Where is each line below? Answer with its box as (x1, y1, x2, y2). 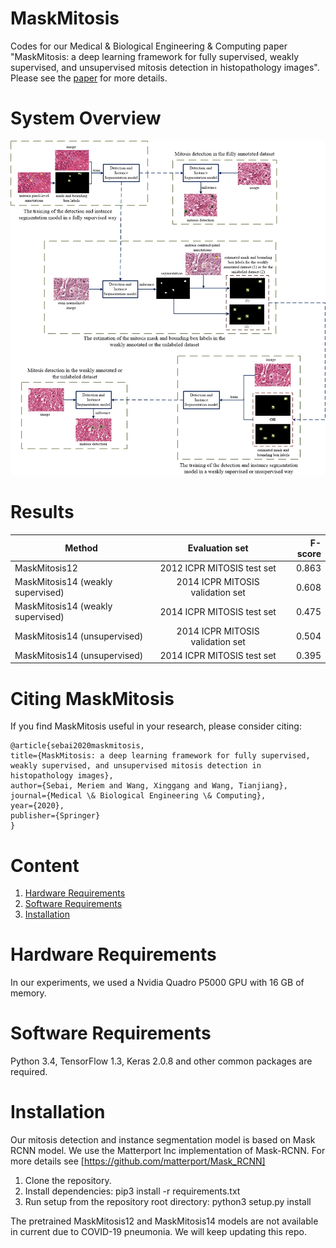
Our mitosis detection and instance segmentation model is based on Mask (10, 1134, 316, 1146)
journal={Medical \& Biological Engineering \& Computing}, (10, 791, 267, 801)
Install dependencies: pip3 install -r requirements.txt (24, 1185, 241, 1197)
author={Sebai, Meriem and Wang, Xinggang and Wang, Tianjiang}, (10, 781, 288, 791)
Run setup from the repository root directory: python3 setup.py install (24, 1196, 312, 1208)
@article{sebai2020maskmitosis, (10, 741, 145, 751)
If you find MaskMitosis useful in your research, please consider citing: (10, 720, 302, 732)
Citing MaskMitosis (10, 687, 175, 710)
